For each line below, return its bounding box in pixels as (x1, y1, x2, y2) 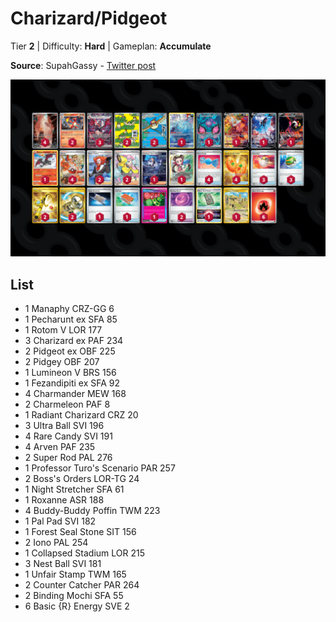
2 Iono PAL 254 (24, 537, 89, 549)
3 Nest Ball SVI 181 (24, 558, 102, 570)
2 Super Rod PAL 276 (24, 452, 113, 464)
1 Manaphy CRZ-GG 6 (24, 303, 115, 315)
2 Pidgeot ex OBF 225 (24, 345, 116, 357)
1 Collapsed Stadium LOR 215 (24, 547, 145, 559)
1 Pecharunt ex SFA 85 (24, 313, 118, 326)
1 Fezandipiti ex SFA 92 (24, 377, 121, 389)
